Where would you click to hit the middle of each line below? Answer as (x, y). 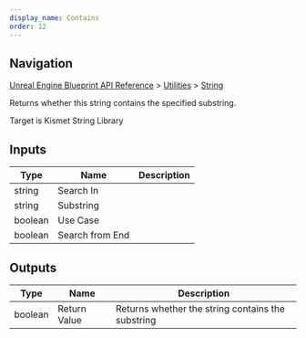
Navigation (41, 63)
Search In (78, 191)
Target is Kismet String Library (66, 121)
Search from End (94, 236)
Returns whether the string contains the (200, 309)
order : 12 (28, 26)
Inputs (28, 149)
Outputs (33, 267)
